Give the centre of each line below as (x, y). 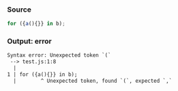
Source (19, 10)
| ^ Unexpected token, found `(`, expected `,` (93, 81)
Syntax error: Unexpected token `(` (59, 55)
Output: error (30, 41)
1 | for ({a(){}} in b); (42, 75)
